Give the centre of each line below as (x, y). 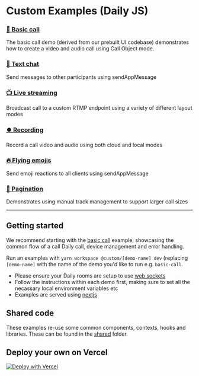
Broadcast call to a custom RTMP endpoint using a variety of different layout (99, 108)
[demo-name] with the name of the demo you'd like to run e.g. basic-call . (95, 264)
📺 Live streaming (32, 93)
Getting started (35, 226)
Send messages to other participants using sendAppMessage (81, 77)
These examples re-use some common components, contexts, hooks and (96, 327)
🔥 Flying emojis (29, 160)
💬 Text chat (23, 64)
